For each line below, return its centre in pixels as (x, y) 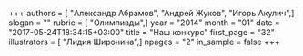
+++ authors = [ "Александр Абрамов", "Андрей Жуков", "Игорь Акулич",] (151, 13)
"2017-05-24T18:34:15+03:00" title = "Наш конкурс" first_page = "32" (141, 32)
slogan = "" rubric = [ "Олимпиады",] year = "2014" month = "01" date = (145, 23)
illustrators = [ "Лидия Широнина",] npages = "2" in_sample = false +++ (144, 42)
